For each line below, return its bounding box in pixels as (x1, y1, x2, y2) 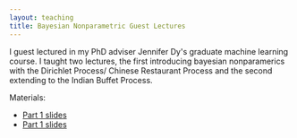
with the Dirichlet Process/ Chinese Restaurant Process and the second (9, 65, 273, 76)
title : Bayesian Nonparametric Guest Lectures (9, 22, 186, 30)
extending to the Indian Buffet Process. (9, 74, 154, 85)
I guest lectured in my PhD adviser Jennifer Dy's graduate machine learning (9, 46, 289, 56)
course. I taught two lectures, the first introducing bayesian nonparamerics (9, 56, 285, 66)
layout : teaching (9, 13, 74, 22)
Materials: (9, 91, 47, 103)
